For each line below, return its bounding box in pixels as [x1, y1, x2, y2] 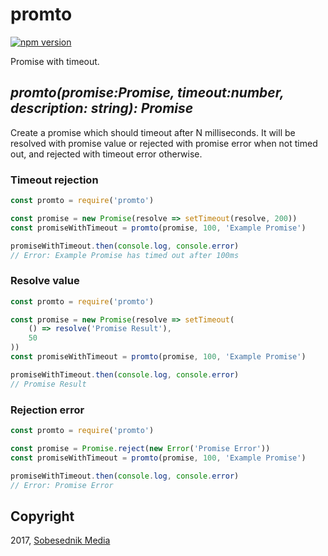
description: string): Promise [10, 100, 194, 117]
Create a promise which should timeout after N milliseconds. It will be [10, 126, 296, 138]
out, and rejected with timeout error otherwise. [10, 148, 203, 160]
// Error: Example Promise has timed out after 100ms [10, 250, 240, 260]
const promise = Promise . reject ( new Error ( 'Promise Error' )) [10, 443, 271, 453]
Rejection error [10, 403, 85, 417]
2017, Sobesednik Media [10, 534, 111, 547]
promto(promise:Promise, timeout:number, [10, 84, 285, 102]
